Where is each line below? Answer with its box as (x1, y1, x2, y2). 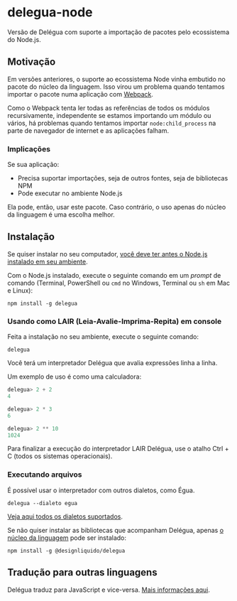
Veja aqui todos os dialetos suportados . (7, 512, 123, 521)
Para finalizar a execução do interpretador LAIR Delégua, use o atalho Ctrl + (7, 445, 229, 453)
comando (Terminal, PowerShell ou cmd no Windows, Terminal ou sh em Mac (7, 278, 231, 287)
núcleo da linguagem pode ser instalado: (7, 534, 126, 542)
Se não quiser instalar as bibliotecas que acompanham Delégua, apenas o (7, 526, 224, 534)
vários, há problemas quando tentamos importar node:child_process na (7, 119, 216, 127)
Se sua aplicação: (7, 161, 60, 169)
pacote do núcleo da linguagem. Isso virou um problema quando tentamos (7, 82, 225, 91)
